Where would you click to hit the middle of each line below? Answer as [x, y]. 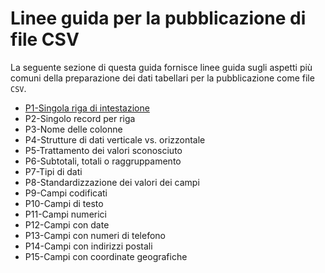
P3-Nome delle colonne [73, 129]
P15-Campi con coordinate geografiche [106, 256]
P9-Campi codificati [66, 193]
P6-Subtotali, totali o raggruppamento [103, 161]
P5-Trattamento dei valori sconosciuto [103, 150]
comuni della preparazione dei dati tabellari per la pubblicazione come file [162, 78]
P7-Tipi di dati [53, 171]
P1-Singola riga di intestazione [87, 108]
